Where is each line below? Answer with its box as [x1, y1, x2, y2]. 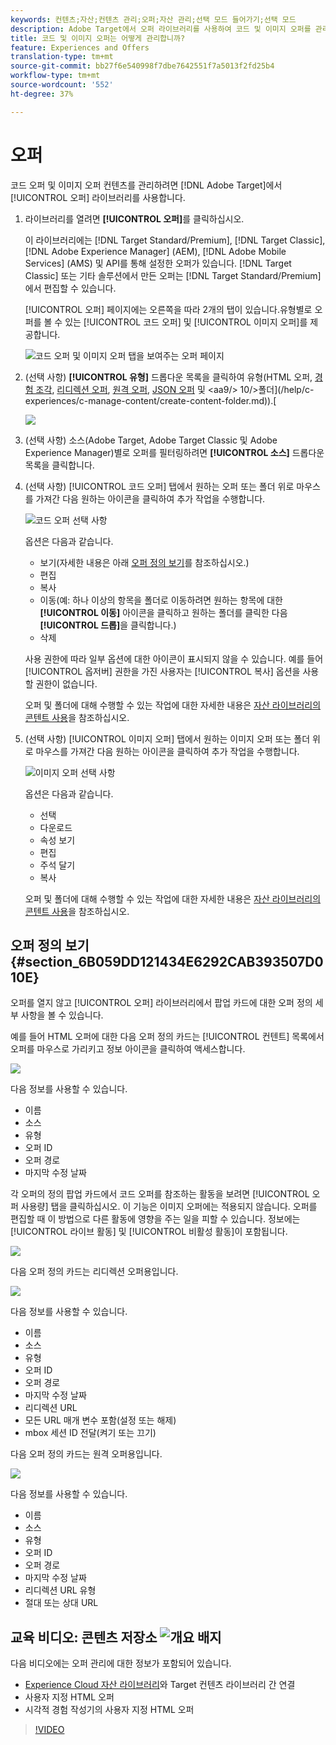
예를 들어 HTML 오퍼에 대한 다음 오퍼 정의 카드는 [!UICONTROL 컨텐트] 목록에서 [10, 1031, 325, 1043]
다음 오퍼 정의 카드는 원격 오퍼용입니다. [10, 1448, 163, 1460]
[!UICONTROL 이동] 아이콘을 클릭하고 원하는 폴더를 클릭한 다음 [39, 606, 288, 618]
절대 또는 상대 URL [24, 1597, 99, 1609]
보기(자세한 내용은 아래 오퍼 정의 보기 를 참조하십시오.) [39, 556, 250, 568]
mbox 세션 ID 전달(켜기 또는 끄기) [24, 1427, 157, 1439]
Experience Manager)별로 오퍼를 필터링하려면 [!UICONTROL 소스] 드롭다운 [24, 446, 325, 458]
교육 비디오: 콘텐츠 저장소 [10, 1629, 158, 1646]
